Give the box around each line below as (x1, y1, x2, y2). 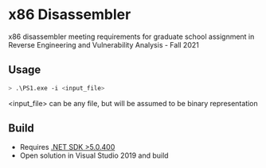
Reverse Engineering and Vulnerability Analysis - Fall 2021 (8, 40, 199, 49)
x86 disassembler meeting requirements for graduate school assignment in (8, 32, 255, 41)
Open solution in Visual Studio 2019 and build (19, 151, 169, 160)
